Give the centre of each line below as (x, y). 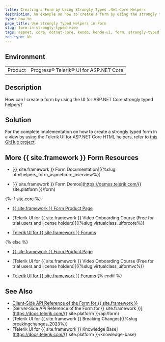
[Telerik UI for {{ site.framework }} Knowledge (59, 329)
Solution (18, 120)
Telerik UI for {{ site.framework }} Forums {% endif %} (67, 276)
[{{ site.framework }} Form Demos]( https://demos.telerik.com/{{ (77, 184)
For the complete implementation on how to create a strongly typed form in (81, 132)
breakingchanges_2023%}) (40, 324)
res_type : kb (18, 37)
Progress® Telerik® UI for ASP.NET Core (77, 70)
